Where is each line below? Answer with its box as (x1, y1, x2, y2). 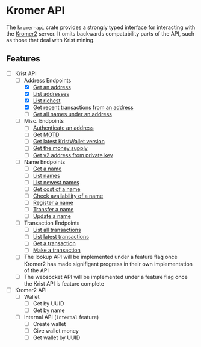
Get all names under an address (32, 111, 113, 118)
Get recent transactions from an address (32, 104, 134, 111)
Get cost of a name (32, 185, 81, 193)
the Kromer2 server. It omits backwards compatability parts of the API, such (6, 30, 194, 37)
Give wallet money (32, 327, 79, 334)
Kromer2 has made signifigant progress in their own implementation (23, 260, 193, 267)
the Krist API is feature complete (23, 280, 104, 287)
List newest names (32, 178, 79, 186)
